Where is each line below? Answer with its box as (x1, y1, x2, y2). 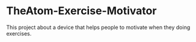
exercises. (6, 30, 32, 37)
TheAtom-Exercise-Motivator (6, 4, 157, 18)
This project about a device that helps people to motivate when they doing (6, 24, 191, 31)
